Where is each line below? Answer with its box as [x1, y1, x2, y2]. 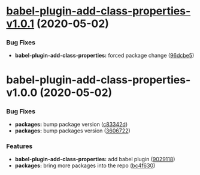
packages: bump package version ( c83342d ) [14, 120, 128, 128]
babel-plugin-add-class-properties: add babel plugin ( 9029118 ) [14, 156, 175, 163]
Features [6, 142, 33, 150]
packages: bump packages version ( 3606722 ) [14, 127, 131, 134]
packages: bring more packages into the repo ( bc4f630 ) [14, 162, 156, 169]
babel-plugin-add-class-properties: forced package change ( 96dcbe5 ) [14, 52, 195, 59]
